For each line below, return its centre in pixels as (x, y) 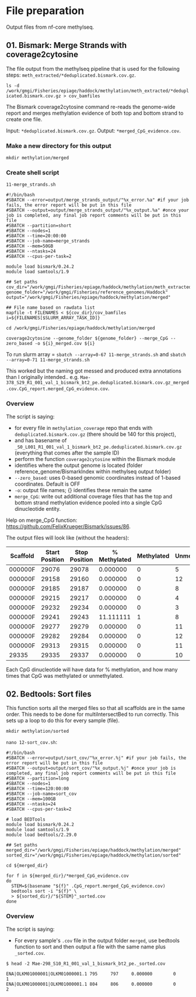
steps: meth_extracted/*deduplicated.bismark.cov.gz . (71, 75)
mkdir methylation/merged (37, 158)
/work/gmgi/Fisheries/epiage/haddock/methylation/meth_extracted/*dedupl (98, 91)
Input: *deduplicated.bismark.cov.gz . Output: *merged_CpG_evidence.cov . (93, 131)
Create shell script (33, 172)
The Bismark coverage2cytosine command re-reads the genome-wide (91, 107)
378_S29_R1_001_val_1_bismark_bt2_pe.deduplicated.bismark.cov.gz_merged (98, 383)
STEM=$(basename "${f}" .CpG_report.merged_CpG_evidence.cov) (88, 886)
